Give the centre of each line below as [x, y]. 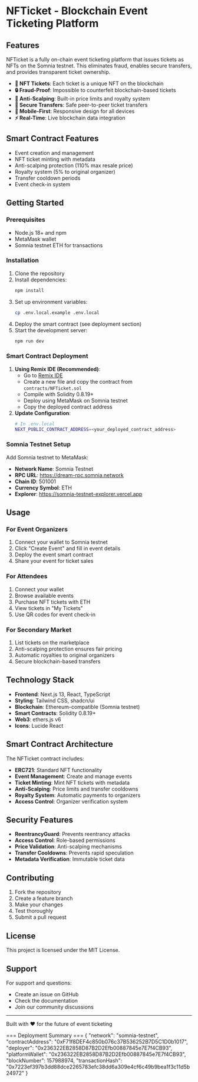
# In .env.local [34, 424]
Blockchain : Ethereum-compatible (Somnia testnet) [77, 707]
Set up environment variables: [51, 302]
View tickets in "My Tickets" [49, 608]
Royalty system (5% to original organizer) [65, 171]
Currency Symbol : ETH [43, 487]
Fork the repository [38, 892]
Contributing [30, 878]
